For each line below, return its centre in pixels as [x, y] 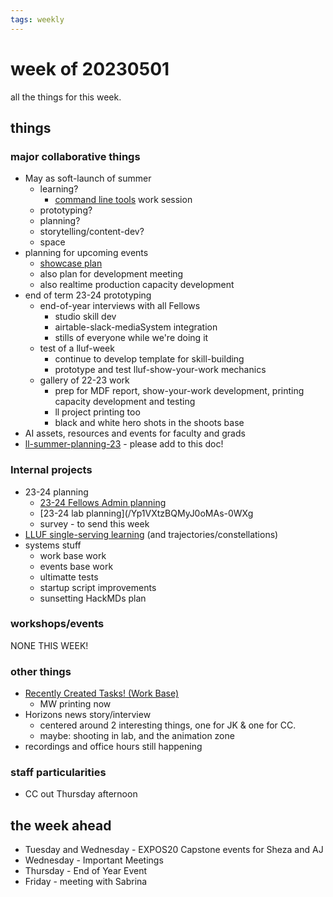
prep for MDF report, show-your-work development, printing [179, 391]
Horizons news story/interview [88, 715]
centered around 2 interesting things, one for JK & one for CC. [168, 725]
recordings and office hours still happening [113, 747]
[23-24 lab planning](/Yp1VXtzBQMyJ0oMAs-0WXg [146, 513]
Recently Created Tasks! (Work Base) [102, 693]
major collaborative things [75, 156]
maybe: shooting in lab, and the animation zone [137, 736]
